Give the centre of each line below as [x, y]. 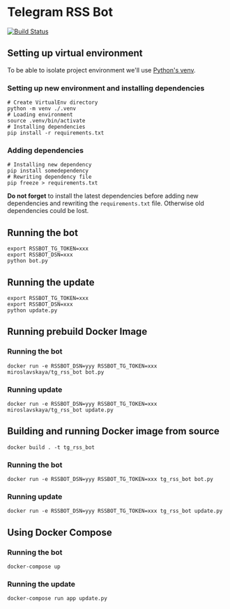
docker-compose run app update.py [58, 599]
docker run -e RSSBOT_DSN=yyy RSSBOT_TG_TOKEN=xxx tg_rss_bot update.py [115, 511]
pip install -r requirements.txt [56, 133]
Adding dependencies [45, 150]
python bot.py [28, 261]
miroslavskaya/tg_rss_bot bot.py [56, 372]
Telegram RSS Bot [60, 12]
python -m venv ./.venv [42, 109]
